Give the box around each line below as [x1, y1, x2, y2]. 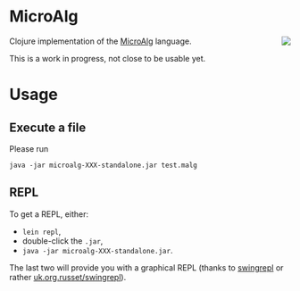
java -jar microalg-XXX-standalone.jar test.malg [9, 161, 198, 170]
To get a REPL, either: [9, 208, 89, 220]
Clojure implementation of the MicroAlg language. [9, 36, 192, 46]
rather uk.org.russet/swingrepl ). [9, 271, 127, 282]
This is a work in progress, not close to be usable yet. [9, 53, 206, 63]
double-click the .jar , [21, 235, 104, 246]
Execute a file [9, 120, 87, 135]
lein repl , [21, 226, 62, 237]
